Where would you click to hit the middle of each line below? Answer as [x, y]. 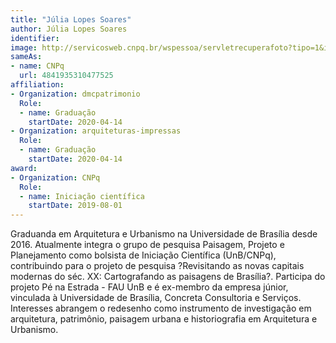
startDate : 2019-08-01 [75, 206]
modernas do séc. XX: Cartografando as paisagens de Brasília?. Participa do [168, 277]
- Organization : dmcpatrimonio [75, 94]
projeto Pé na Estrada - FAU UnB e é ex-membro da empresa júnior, [149, 287]
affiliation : [37, 85]
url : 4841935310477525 [66, 76]
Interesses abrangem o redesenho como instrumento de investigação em [161, 308]
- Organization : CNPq [55, 177]
